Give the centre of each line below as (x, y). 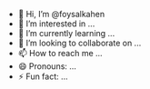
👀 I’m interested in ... (56, 24)
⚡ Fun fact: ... (43, 76)
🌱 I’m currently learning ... (66, 33)
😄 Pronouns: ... (47, 66)
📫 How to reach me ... (60, 53)
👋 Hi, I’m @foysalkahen (61, 14)
